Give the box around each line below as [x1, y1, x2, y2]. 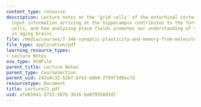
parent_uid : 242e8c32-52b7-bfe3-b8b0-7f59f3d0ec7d [6, 75, 135, 81]
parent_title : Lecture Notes [6, 64, 79, 70]
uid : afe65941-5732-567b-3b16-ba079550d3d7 [6, 92, 117, 97]
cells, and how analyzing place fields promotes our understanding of [11, 25, 191, 32]
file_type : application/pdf [6, 42, 77, 48]
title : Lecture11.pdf [6, 86, 60, 92]
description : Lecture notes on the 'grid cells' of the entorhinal [6, 14, 178, 20]
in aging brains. [11, 31, 55, 37]
